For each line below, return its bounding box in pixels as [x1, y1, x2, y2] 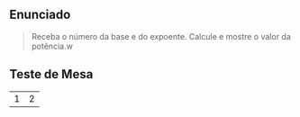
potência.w [31, 40, 74, 51]
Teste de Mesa [9, 67, 94, 82]
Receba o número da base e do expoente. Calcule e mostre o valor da [31, 31, 291, 41]
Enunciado [9, 7, 71, 22]
